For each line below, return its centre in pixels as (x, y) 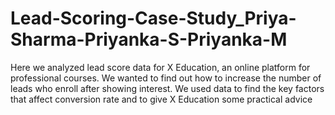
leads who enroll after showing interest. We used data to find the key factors (167, 88)
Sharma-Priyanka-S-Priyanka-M (149, 39)
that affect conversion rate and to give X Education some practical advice (161, 99)
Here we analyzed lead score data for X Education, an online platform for (160, 67)
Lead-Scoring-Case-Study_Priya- (153, 18)
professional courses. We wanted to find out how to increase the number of (166, 78)
